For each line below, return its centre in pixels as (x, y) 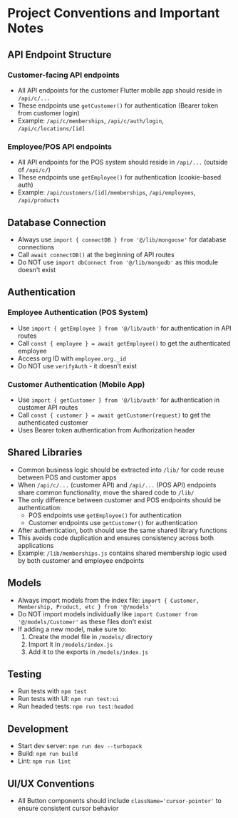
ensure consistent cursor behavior (68, 808)
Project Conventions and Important (114, 13)
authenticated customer (53, 423)
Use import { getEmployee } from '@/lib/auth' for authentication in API (124, 328)
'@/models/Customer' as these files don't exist (84, 621)
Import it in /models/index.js (71, 644)
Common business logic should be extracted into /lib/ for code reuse (121, 470)
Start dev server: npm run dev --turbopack (80, 746)
